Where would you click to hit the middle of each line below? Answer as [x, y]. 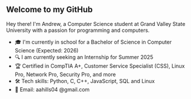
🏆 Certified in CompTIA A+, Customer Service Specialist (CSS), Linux [100, 66]
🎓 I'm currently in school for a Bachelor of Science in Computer [93, 42]
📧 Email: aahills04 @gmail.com [52, 89]
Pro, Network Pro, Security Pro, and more [65, 74]
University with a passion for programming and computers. [78, 30]
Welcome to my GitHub [49, 10]
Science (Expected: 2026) [46, 50]
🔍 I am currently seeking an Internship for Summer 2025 [84, 57]
